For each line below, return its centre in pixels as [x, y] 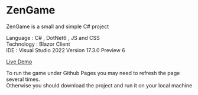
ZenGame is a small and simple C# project [58, 26]
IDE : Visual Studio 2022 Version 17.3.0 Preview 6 [66, 50]
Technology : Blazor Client [38, 44]
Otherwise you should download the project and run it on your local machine [99, 85]
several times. [23, 79]
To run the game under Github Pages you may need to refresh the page [93, 73]
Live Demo [19, 62]
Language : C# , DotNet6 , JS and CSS [53, 38]
